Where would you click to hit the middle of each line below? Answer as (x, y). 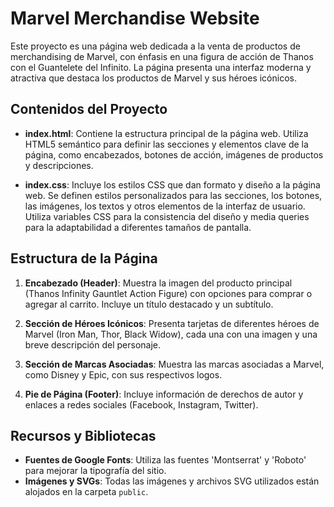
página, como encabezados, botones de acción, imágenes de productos (174, 154)
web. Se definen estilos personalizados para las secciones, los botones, (173, 195)
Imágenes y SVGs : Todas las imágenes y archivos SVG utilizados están (172, 481)
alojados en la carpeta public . (86, 492)
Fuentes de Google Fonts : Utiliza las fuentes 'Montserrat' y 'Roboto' (165, 460)
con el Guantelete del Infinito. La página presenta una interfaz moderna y (161, 67)
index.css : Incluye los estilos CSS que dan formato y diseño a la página (172, 184)
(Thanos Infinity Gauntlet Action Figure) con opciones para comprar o (168, 293)
